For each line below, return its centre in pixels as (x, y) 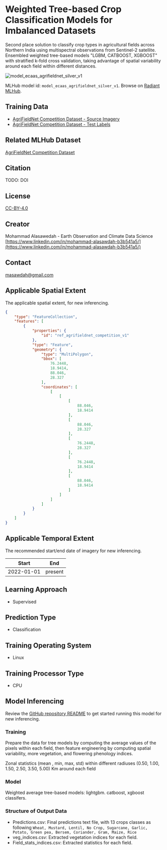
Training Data (27, 107)
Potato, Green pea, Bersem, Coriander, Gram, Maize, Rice (74, 832)
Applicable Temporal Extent (50, 538)
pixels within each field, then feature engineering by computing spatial (78, 748)
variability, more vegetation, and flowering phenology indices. (69, 754)
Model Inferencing (35, 701)
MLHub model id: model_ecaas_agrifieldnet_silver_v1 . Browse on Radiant (82, 85)
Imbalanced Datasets (51, 31)
